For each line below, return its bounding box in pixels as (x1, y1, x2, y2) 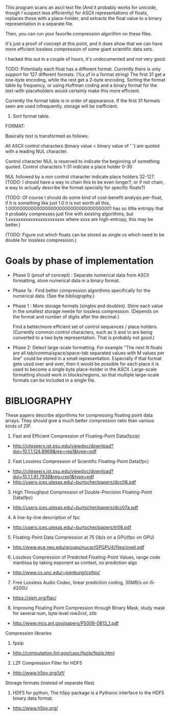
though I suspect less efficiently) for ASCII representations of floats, (5, 10, 149, 16)
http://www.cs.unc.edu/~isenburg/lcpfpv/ (12, 569, 101, 575)
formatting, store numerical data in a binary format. (12, 277, 120, 284)
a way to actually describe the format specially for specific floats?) (5, 185, 145, 190)
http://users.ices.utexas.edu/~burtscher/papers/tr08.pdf (12, 524, 132, 530)
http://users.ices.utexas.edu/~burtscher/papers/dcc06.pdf (12, 479, 136, 485)
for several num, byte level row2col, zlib (12, 610, 97, 616)
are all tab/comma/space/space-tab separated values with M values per (12, 350, 165, 356)
